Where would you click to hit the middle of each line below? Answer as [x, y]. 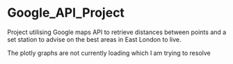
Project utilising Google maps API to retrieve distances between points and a [117, 32]
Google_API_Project [66, 13]
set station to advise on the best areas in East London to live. [95, 39]
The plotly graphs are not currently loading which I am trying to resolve [109, 53]
